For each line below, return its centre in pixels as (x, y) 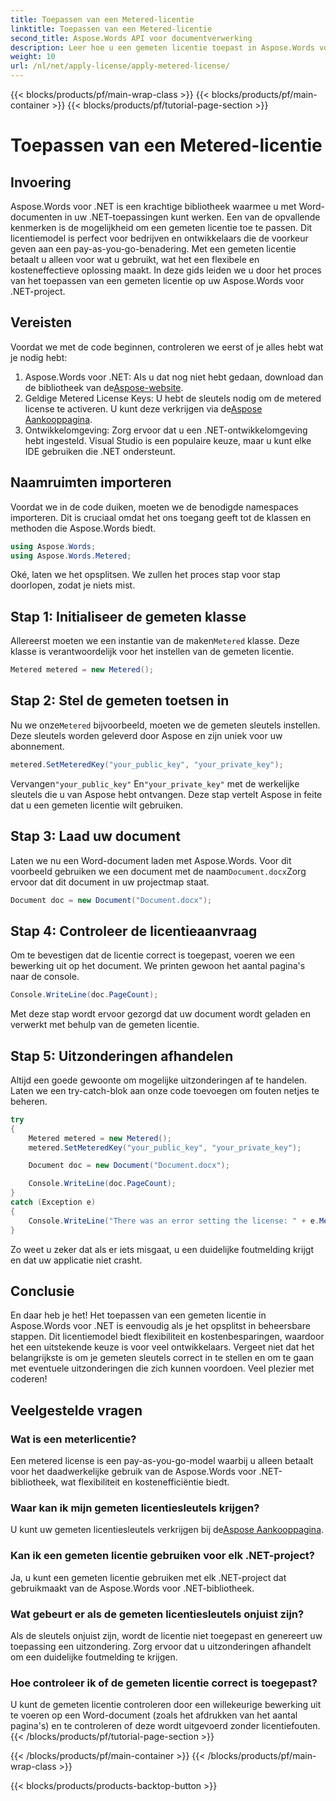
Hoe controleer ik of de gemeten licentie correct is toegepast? (164, 1683)
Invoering (41, 182)
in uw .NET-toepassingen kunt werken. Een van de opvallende (192, 217)
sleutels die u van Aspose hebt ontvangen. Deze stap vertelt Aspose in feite (166, 794)
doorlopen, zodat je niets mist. (73, 585)
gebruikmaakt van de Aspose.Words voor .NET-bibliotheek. (132, 1588)
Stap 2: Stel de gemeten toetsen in (120, 701)
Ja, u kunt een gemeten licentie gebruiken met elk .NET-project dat (148, 1577)
